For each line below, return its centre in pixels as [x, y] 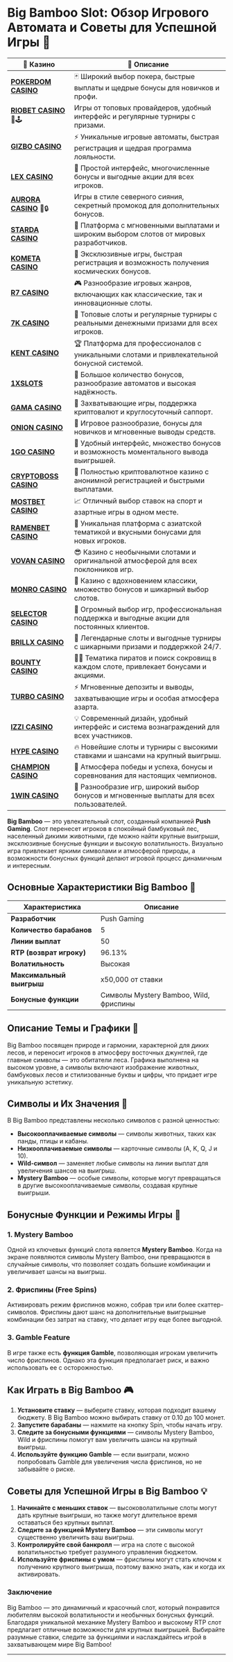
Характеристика [52, 907]
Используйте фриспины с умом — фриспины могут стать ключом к [119, 1559]
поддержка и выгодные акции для [132, 618]
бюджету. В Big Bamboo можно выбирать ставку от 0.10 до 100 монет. [121, 1418]
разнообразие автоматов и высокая [135, 383]
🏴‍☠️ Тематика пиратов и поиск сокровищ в [145, 657]
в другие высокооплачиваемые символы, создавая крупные [107, 1186]
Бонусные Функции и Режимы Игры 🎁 [94, 1215]
